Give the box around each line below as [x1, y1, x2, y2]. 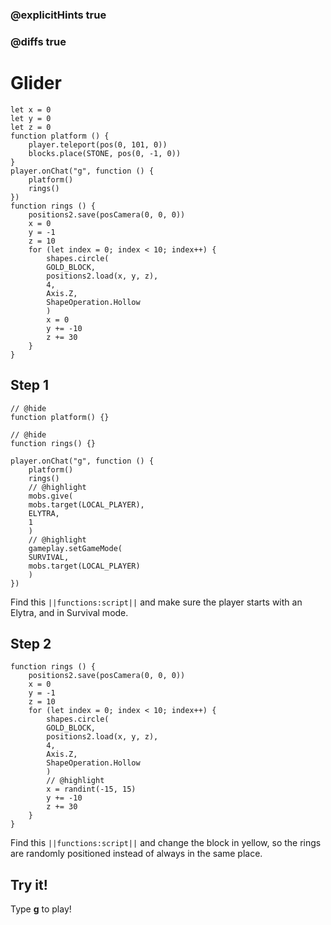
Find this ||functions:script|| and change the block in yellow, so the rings [10, 837, 322, 849]
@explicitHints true [10, 8, 107, 22]
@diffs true [10, 34, 67, 48]
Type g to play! [10, 903, 72, 915]
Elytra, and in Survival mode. [10, 606, 129, 618]
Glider [10, 72, 62, 95]
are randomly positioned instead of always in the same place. [10, 848, 263, 860]
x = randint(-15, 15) [46, 784, 137, 795]
